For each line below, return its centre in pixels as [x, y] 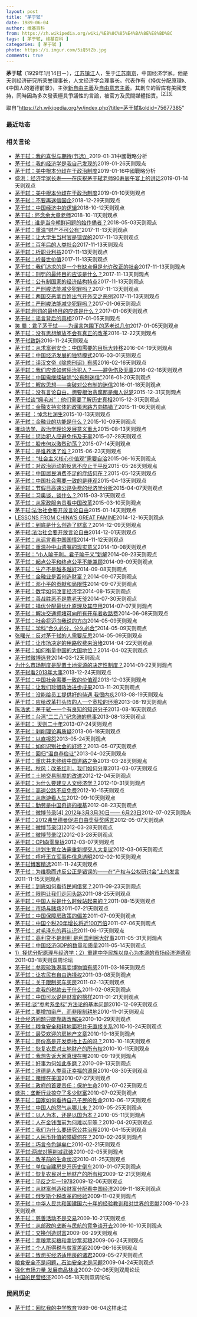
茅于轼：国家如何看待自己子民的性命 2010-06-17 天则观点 [83, 1100]
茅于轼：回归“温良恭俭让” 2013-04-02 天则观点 [70, 753]
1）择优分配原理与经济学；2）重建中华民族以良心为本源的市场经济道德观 [103, 952]
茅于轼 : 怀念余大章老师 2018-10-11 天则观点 [66, 215]
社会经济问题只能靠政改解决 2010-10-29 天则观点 [73, 1019]
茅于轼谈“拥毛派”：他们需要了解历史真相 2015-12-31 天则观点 [87, 399]
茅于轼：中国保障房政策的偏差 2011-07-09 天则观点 [75, 916]
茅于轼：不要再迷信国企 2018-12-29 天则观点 [68, 200]
